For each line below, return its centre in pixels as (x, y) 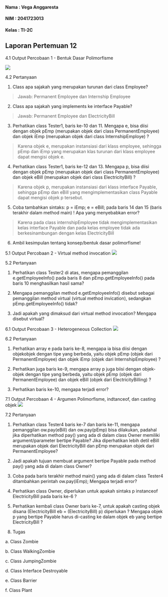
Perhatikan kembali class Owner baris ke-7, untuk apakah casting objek (86, 506)
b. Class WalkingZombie (30, 551)
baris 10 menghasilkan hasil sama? (48, 283)
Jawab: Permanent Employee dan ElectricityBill (66, 116)
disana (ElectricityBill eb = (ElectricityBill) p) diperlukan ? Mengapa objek (88, 511)
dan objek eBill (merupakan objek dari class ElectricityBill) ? (74, 177)
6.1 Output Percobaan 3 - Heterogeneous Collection (58, 329)
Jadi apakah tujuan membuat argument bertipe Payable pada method (84, 461)
